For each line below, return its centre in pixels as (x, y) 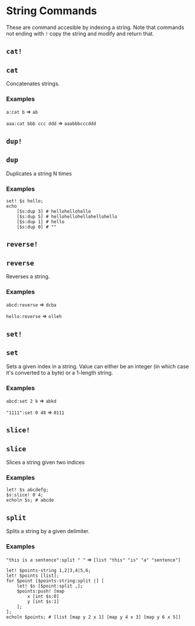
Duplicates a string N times (39, 174)
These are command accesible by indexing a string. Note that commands (95, 27)
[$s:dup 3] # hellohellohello (54, 211)
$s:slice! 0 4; (25, 495)
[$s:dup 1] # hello (41, 221)
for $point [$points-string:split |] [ (55, 581)
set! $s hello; (25, 201)
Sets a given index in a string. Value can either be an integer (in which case (97, 366)
